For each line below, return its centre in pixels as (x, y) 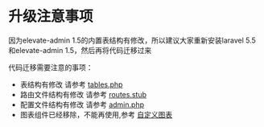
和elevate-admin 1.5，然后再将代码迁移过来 (80, 50)
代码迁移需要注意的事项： (51, 67)
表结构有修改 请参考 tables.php (71, 84)
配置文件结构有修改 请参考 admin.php (82, 104)
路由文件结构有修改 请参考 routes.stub (83, 94)
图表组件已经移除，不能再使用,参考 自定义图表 (96, 114)
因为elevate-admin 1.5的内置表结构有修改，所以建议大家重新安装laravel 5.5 (132, 40)
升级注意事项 (51, 16)
